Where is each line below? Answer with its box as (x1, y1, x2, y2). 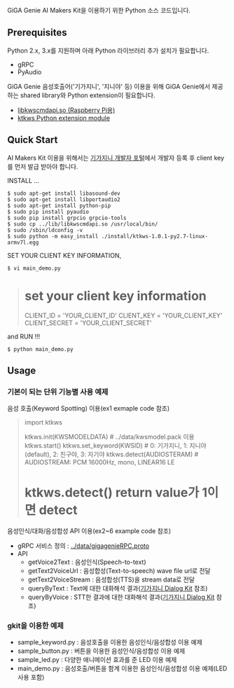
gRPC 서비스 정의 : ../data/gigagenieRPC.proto (17, 542, 149, 550)
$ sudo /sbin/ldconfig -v (7, 226, 83, 233)
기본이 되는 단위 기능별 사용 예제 (7, 387, 109, 397)
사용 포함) (17, 673, 45, 682)
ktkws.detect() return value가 (24, 485, 200, 501)
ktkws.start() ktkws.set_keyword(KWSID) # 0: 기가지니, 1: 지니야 (24, 441, 207, 450)
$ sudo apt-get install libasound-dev (7, 190, 121, 197)
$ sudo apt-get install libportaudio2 (7, 195, 121, 203)
